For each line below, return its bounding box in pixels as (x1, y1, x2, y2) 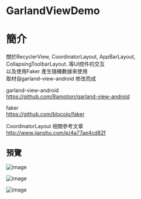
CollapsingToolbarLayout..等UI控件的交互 (6, 60, 105, 68)
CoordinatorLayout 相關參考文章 (6, 123, 84, 130)
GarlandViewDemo (6, 4, 101, 18)
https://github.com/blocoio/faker (6, 111, 85, 118)
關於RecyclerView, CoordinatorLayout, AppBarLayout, (6, 53, 136, 60)
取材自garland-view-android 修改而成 (6, 75, 97, 83)
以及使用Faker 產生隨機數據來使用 (6, 68, 88, 75)
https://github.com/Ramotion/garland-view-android (6, 93, 130, 100)
